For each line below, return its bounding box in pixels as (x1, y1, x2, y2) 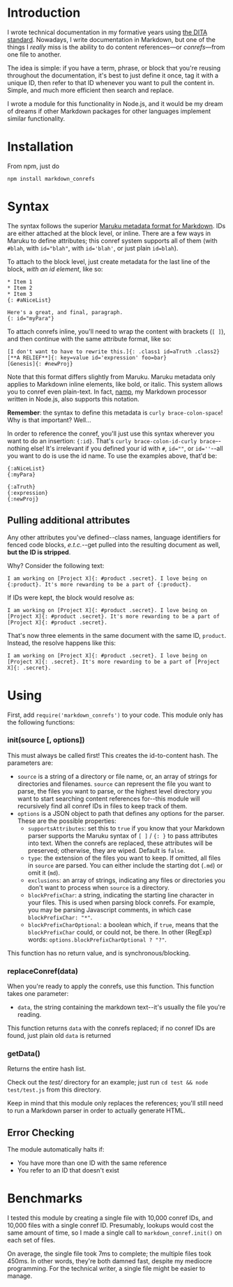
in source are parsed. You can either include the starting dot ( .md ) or (27, 861, 223, 870)
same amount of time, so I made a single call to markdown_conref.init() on (7, 1228, 222, 1237)
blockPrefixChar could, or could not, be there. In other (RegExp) (27, 928, 212, 936)
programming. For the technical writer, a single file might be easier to (7, 1265, 206, 1273)
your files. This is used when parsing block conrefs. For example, (27, 898, 216, 907)
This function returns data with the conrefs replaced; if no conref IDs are (7, 1024, 216, 1032)
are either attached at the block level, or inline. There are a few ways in (7, 229, 211, 237)
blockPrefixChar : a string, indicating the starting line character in (27, 891, 214, 899)
